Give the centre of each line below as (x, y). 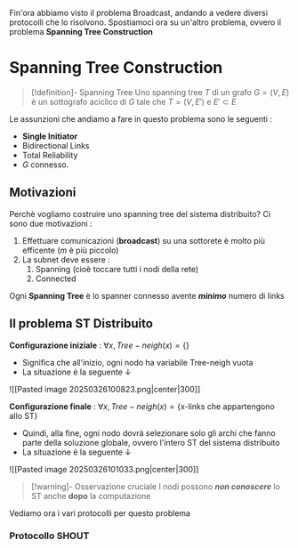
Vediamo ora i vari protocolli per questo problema (100, 513)
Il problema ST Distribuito (81, 324)
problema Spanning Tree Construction (81, 32)
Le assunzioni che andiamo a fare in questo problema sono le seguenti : (141, 118)
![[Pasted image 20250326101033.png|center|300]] (104, 469)
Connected (56, 278)
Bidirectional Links (56, 145)
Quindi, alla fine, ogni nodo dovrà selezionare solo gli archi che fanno (149, 433)
